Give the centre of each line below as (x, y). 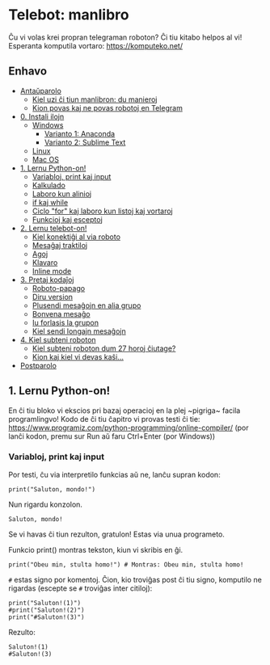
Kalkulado (49, 185)
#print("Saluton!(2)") (46, 610)
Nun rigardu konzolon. (46, 504)
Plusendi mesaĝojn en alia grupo (86, 305)
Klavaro (45, 262)
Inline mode (52, 271)
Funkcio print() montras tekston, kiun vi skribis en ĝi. (96, 549)
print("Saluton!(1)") (45, 603)
